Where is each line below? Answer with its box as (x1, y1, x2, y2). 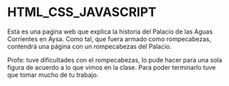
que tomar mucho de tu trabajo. (7, 71, 99, 79)
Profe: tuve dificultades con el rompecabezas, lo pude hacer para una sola (7, 55, 223, 64)
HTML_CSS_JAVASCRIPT (7, 4, 157, 20)
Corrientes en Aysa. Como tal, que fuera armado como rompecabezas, (7, 34, 211, 43)
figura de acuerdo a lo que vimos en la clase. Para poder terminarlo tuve (7, 63, 216, 71)
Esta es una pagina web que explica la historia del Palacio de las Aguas (7, 27, 213, 36)
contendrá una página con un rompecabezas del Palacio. (7, 42, 172, 50)
